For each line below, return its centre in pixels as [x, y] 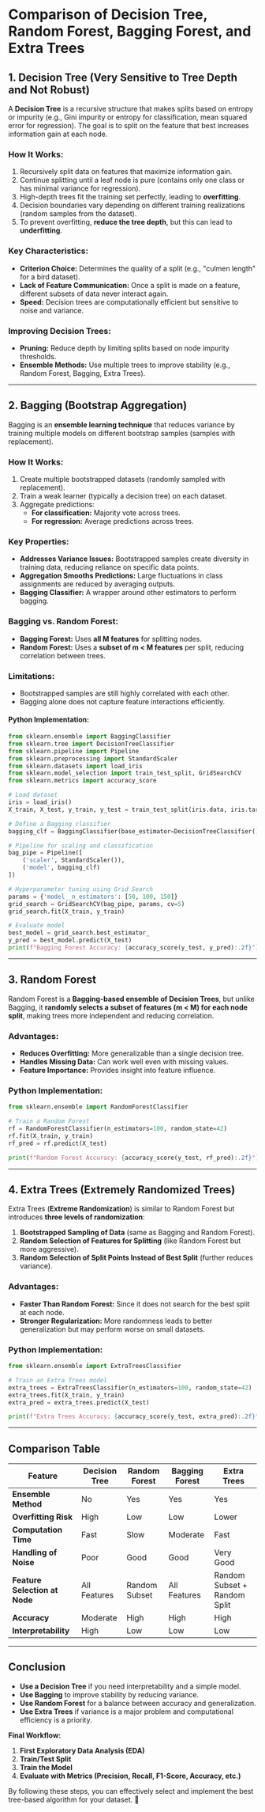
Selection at [35, 1590]
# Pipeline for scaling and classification [81, 845]
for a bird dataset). [50, 277]
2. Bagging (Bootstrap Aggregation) [98, 406]
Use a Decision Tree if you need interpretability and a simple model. [130, 1686]
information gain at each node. [58, 134]
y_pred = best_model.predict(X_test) [70, 940]
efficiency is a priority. [56, 1719]
